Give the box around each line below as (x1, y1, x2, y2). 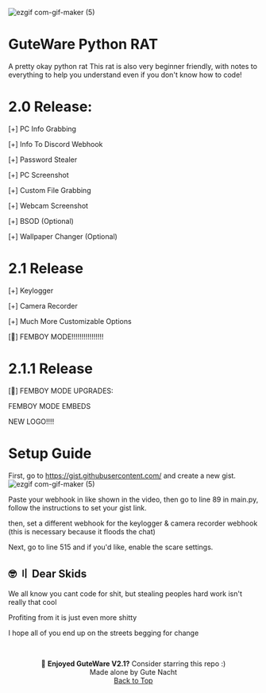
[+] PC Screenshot (8, 170, 69, 179)
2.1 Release (8, 260, 84, 278)
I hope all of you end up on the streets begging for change (8, 628, 199, 637)
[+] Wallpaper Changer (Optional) (8, 231, 118, 241)
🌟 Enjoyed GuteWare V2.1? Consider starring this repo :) (40, 659, 226, 668)
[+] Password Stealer (8, 155, 78, 164)
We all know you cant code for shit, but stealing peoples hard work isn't (8, 588, 243, 599)
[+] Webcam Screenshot (8, 201, 89, 210)
